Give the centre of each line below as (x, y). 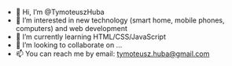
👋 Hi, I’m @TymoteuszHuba (60, 12)
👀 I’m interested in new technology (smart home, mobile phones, (120, 20)
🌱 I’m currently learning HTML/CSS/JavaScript (91, 36)
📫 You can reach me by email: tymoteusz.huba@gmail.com (112, 54)
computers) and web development (71, 28)
